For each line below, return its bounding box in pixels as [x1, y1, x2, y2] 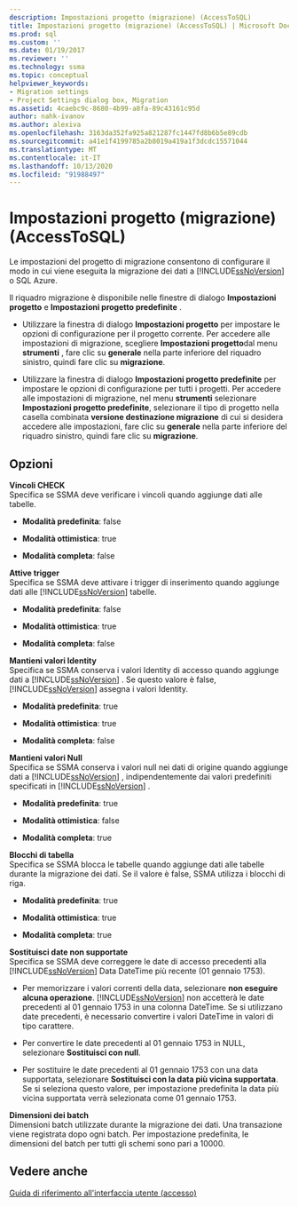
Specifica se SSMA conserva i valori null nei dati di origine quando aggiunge [9, 762, 288, 773]
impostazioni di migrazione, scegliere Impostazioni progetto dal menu [21, 338, 278, 349]
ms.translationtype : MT [9, 145, 98, 154]
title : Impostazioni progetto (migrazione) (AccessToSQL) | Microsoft [9, 21, 276, 30]
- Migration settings [9, 87, 90, 96]
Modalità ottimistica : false [21, 815, 120, 826]
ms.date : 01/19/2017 [9, 46, 86, 55]
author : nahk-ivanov [9, 112, 86, 121]
